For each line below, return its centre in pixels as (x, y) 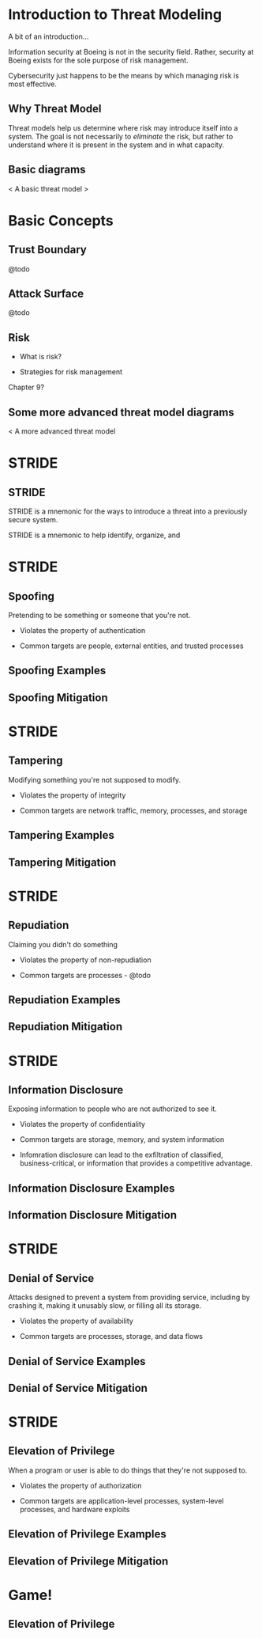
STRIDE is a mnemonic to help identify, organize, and (94, 535)
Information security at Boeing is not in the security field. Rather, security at (131, 51)
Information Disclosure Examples (92, 1188)
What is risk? (40, 357)
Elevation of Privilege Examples (88, 1534)
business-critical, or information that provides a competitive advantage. (136, 1163)
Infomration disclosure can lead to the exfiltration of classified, (121, 1155)
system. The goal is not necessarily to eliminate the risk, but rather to (121, 136)
